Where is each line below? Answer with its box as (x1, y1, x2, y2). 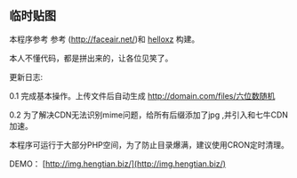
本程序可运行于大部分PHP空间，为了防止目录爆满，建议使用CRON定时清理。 (9, 139, 289, 150)
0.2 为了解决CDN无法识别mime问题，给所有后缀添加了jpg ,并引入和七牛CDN (9, 109, 289, 120)
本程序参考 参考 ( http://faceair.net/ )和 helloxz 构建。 (9, 34, 200, 44)
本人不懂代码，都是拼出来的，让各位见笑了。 (9, 53, 173, 63)
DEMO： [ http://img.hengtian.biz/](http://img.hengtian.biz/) (9, 158, 227, 169)
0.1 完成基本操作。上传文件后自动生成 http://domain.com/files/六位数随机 (9, 90, 276, 101)
